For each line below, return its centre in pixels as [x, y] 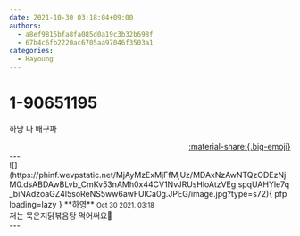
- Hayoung [35, 59]
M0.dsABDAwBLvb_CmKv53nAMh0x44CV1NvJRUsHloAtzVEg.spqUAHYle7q [150, 184]
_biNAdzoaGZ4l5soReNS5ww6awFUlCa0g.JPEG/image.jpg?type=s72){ [141, 193]
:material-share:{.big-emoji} [240, 146]
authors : [25, 26]
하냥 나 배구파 [33, 128]
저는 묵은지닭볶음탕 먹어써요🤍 [61, 216]
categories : [31, 51]
